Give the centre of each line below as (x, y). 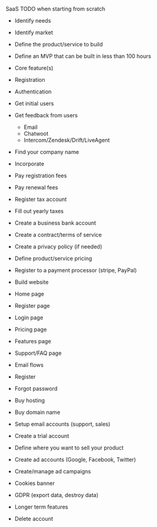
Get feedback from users (46, 115)
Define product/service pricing (53, 258)
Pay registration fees (41, 176)
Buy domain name (37, 412)
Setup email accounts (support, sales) (62, 424)
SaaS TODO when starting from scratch (56, 9)
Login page (29, 318)
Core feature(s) (34, 68)
